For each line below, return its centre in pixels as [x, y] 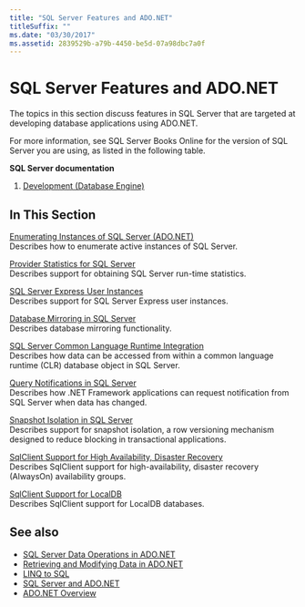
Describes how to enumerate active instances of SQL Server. [124, 246]
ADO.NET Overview [60, 592]
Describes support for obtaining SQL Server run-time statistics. [128, 273]
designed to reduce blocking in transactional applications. [118, 439]
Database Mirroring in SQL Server [73, 319]
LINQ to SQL [46, 573]
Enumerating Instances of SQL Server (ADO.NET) [102, 237]
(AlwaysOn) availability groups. [68, 476]
